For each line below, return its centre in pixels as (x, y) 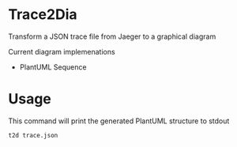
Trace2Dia (43, 15)
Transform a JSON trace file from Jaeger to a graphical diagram (112, 36)
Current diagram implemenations (62, 51)
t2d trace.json (33, 135)
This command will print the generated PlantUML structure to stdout (119, 121)
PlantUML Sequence (53, 67)
